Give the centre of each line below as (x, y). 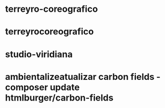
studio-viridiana (39, 54)
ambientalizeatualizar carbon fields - (83, 77)
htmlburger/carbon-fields (59, 98)
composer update (43, 87)
